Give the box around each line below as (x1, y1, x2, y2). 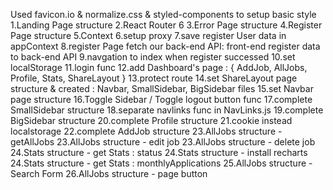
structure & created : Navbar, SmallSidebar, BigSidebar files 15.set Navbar (10, 83, 314, 94)
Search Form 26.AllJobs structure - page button (10, 168, 208, 179)
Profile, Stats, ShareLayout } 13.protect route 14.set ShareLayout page (10, 72, 298, 84)
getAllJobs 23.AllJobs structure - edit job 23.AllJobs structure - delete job (10, 136, 316, 148)
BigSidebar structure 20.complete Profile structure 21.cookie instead (10, 115, 293, 126)
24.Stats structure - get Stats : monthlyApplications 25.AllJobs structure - (10, 157, 313, 169)
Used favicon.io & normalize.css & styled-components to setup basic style (10, 9, 317, 20)
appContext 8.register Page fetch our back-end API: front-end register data (10, 40, 321, 52)
